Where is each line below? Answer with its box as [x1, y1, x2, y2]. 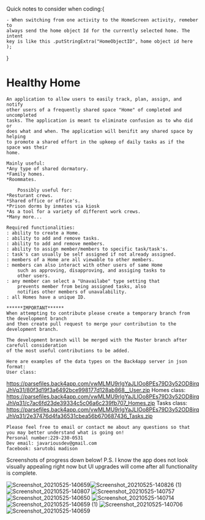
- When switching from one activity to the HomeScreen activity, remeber [6, 17, 199, 23]
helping [6, 133, 26, 139]
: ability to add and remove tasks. [6, 235, 100, 241]
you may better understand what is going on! [6, 429, 124, 436]
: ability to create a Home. [6, 229, 81, 236]
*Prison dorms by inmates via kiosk [6, 203, 100, 209]
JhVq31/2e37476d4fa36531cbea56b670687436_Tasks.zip [6, 412, 153, 420]
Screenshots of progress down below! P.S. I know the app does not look [6, 456, 188, 464]
